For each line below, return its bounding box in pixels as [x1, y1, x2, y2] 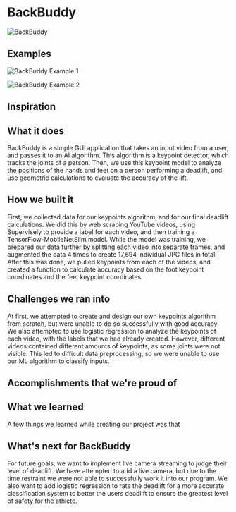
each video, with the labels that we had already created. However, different [7, 334, 225, 343]
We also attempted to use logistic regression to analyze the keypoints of [7, 327, 217, 335]
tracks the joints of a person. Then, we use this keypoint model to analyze [7, 158, 222, 166]
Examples [7, 48, 51, 60]
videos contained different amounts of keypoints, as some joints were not [7, 341, 221, 350]
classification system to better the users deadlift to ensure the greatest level [7, 489, 228, 497]
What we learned [7, 401, 84, 413]
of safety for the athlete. [7, 496, 77, 505]
